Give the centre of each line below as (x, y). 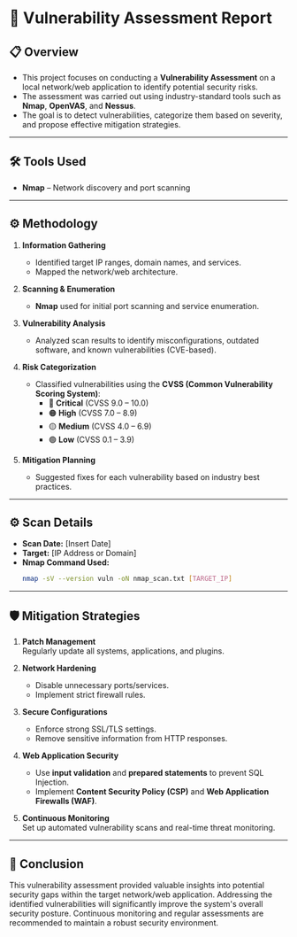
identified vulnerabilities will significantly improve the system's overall (136, 903)
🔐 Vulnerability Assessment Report (141, 18)
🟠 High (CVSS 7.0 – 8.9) (93, 413)
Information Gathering (64, 245)
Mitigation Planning (58, 460)
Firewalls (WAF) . (66, 801)
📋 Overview (44, 52)
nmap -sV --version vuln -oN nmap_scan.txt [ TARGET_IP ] (127, 579)
